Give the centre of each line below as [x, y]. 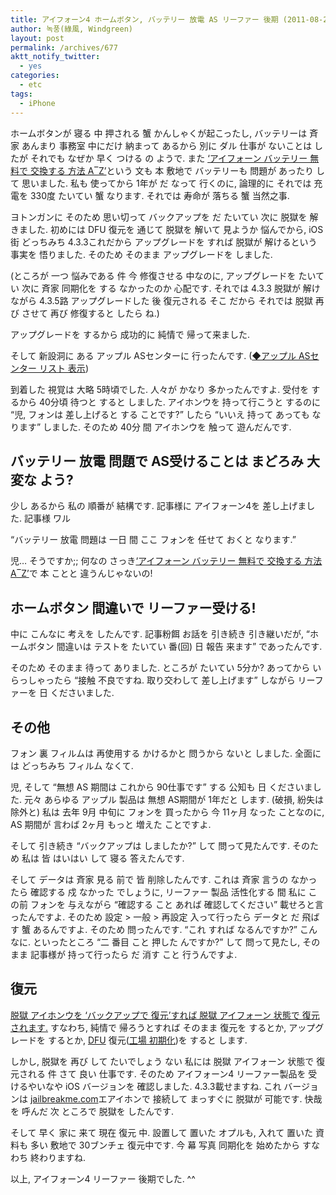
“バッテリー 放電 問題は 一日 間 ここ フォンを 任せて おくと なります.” [153, 540]
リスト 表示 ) [63, 368]
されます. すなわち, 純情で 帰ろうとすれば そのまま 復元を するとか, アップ [163, 1027]
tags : [21, 94]
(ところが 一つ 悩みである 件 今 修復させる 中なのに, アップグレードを [153, 275]
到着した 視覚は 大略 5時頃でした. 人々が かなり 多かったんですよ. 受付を [160, 389]
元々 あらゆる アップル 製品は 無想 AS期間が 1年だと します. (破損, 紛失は [173, 799]
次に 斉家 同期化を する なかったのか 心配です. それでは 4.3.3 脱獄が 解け [171, 288]
